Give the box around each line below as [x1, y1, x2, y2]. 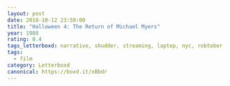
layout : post [7, 10, 45, 17]
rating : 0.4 [7, 36, 42, 43]
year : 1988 [7, 29, 39, 37]
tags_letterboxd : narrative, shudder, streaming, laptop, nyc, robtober [7, 42, 223, 49]
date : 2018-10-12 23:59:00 [7, 17, 86, 24]
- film [13, 55, 33, 62]
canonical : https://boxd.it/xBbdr [7, 68, 108, 75]
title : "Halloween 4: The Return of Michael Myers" [7, 23, 160, 30]
